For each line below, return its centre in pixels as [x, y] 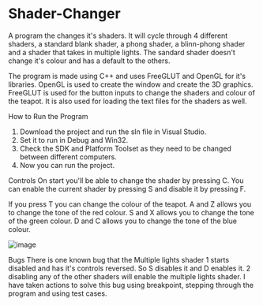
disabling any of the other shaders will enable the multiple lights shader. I [127, 276]
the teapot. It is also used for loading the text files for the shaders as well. [128, 101]
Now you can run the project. [67, 165]
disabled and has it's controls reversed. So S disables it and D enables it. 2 [130, 268]
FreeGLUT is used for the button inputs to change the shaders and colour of [131, 92]
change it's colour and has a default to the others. [89, 61]
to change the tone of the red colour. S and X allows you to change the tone [131, 212]
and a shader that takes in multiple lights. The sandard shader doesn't [122, 52]
